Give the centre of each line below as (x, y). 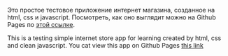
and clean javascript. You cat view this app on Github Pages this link (106, 45)
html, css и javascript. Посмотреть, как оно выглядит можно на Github (112, 17)
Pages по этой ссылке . (41, 25)
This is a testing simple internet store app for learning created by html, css (114, 38)
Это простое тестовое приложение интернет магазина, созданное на (111, 10)
